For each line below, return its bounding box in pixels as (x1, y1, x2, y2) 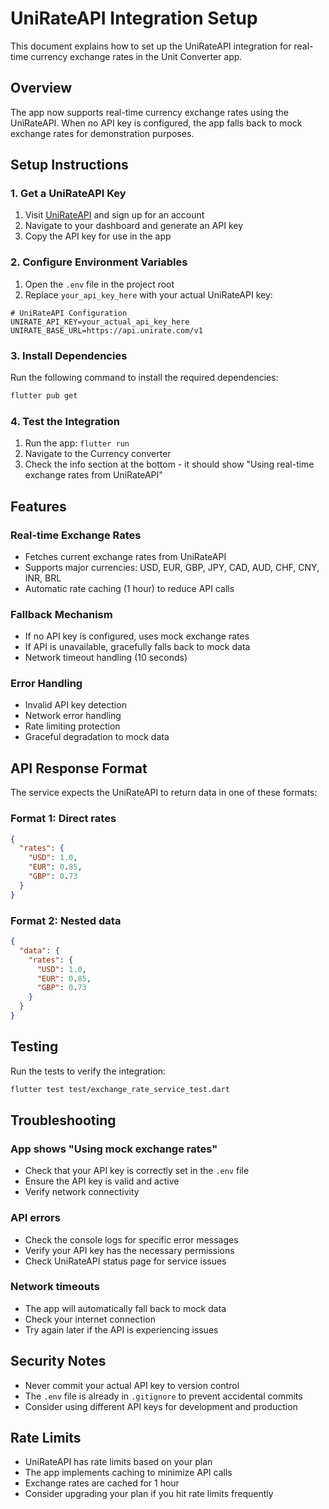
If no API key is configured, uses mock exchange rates (24, 630, 250, 642)
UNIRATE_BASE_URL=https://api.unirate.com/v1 (10, 325, 203, 336)
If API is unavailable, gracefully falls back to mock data (24, 641, 251, 653)
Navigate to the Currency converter (24, 448, 172, 460)
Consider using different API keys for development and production (24, 1400, 298, 1412)
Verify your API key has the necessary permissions (24, 1244, 235, 1256)
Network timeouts (10, 1280, 100, 1294)
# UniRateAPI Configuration (10, 308, 128, 318)
